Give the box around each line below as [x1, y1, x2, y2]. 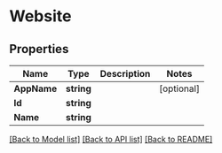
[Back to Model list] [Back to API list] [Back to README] [9, 134, 213, 144]
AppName [13, 82, 58, 95]
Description [99, 68, 151, 80]
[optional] [158, 82, 200, 95]
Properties [9, 42, 69, 57]
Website [9, 6, 72, 27]
